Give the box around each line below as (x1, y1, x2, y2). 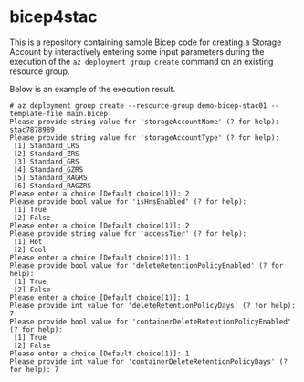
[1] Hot (13, 237, 43, 246)
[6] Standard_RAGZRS (13, 181, 92, 190)
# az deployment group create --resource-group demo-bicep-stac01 (9, 101, 267, 111)
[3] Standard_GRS (13, 157, 79, 166)
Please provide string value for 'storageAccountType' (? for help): (9, 133, 280, 143)
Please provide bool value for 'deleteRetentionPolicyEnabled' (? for (9, 260, 284, 271)
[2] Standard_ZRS (13, 149, 79, 158)
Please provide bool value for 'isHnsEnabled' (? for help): (9, 196, 247, 207)
